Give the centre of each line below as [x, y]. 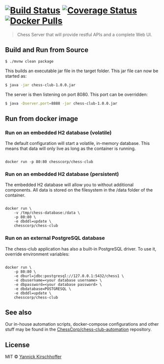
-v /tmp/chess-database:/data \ [47, 213]
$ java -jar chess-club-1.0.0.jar [41, 85]
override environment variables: [37, 254]
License [17, 345]
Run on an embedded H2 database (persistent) [62, 174]
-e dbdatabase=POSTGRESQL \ [42, 289]
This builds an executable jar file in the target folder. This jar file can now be [82, 71]
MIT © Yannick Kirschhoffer [33, 357]
